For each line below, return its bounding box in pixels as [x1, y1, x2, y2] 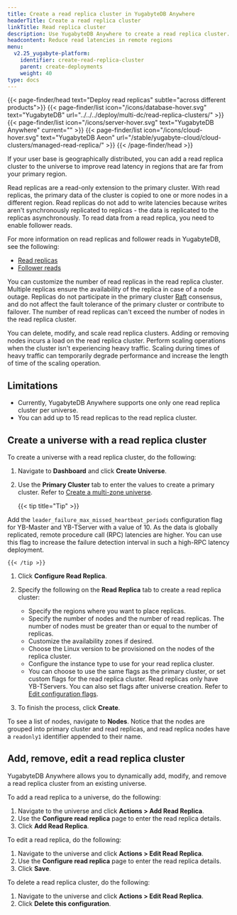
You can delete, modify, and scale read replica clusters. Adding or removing [7, 329, 229, 338]
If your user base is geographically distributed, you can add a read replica [7, 155, 224, 163]
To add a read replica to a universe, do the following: [7, 792, 161, 802]
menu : [7, 43, 23, 50]
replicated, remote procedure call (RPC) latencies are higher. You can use [7, 531, 222, 539]
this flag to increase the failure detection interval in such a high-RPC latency [7, 538, 230, 546]
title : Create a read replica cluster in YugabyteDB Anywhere [7, 10, 195, 18]
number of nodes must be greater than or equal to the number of [28, 622, 219, 630]
